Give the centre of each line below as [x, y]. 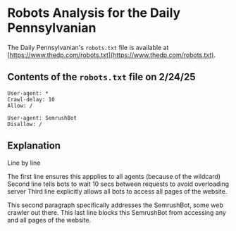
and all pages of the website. [49, 220]
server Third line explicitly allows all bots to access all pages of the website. [117, 191]
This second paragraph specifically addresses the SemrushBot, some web [115, 205]
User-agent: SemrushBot [42, 118]
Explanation [34, 146]
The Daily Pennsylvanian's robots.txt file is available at [88, 47]
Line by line [24, 163]
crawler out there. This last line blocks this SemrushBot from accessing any [117, 212]
